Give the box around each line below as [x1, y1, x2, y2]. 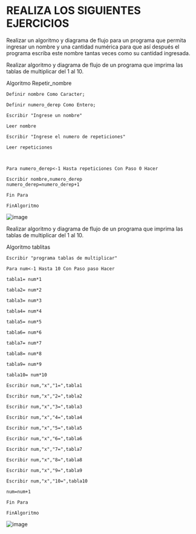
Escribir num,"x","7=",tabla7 [6, 446, 83, 452]
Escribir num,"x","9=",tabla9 [6, 467, 83, 473]
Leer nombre [6, 123, 36, 129]
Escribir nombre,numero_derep [6, 176, 83, 182]
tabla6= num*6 [6, 329, 42, 336]
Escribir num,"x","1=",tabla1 [6, 382, 83, 388]
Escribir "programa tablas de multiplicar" [6, 255, 118, 261]
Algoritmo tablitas [6, 243, 50, 251]
